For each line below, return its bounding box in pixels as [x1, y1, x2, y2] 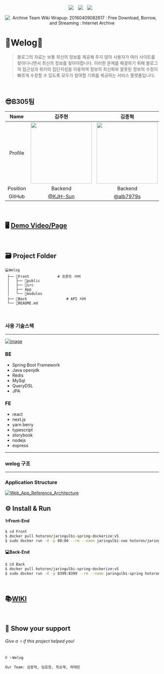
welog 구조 [5, 460, 31, 467]
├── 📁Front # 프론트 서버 [7, 274, 81, 279]
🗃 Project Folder [5, 252, 57, 260]
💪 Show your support [5, 624, 71, 632]
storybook [12, 432, 33, 438]
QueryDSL [12, 383, 33, 388]
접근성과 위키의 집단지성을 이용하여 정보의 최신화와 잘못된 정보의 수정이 [22, 66, 158, 72]
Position [7, 185, 26, 192]
